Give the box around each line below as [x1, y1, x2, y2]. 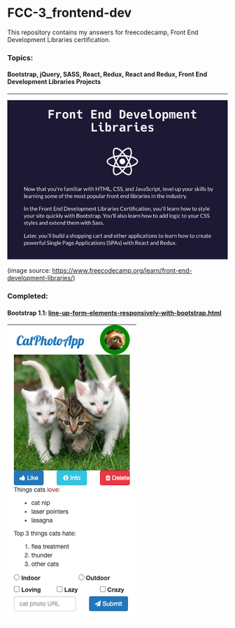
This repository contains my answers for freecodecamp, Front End [7, 28, 199, 36]
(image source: [7, 266, 51, 275]
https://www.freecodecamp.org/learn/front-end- [52, 266, 192, 275]
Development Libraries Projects [7, 78, 101, 86]
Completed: [7, 292, 48, 301]
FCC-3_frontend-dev [7, 5, 132, 21]
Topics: [7, 52, 34, 62]
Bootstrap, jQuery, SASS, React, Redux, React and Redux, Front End [7, 70, 208, 78]
